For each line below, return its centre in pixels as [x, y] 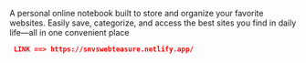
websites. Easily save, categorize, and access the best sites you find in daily [153, 23]
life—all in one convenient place [69, 32]
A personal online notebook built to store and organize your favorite [137, 13]
